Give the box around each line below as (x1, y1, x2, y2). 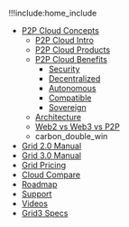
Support (21, 189, 52, 199)
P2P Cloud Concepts (21, 25, 100, 35)
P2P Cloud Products (34, 44, 110, 55)
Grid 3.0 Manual (21, 150, 82, 161)
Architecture (34, 112, 82, 122)
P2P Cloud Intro (34, 35, 94, 45)
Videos (21, 198, 49, 209)
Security (48, 63, 80, 74)
